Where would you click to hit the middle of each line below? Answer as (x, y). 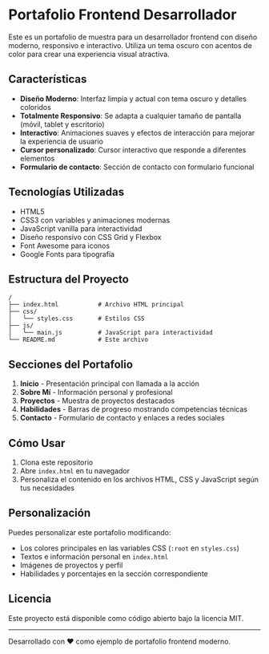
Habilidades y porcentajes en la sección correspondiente (114, 573)
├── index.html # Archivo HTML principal (96, 305)
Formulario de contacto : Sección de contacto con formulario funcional (137, 167)
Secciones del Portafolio (71, 364)
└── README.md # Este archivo (78, 340)
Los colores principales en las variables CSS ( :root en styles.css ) (130, 548)
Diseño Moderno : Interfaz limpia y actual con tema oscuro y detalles (133, 99)
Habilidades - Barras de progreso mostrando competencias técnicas (134, 409)
